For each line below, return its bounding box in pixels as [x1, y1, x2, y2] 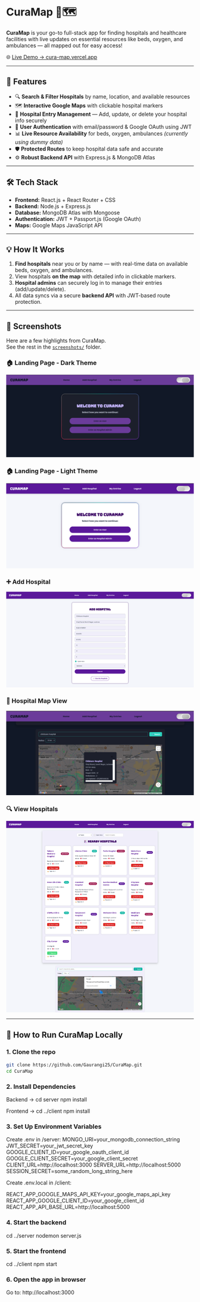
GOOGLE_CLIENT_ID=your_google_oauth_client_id [6, 1149, 129, 1156]
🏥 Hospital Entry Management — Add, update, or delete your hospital [14, 110, 187, 118]
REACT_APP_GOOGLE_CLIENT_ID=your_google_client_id [6, 1197, 145, 1204]
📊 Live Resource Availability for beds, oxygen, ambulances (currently [14, 130, 189, 137]
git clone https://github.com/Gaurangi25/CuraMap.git [6, 1062, 143, 1068]
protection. [14, 298, 42, 306]
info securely [14, 116, 47, 124]
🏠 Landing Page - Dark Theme [6, 359, 97, 367]
